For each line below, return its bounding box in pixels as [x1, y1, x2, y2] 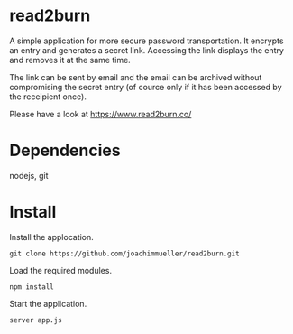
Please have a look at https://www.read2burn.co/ [9, 108, 192, 119]
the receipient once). [9, 91, 87, 102]
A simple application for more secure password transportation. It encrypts [9, 35, 284, 46]
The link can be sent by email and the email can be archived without [9, 71, 262, 82]
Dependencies [9, 141, 121, 161]
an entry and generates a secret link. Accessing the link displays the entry [9, 44, 284, 55]
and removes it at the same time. [9, 54, 131, 65]
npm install [9, 282, 54, 292]
